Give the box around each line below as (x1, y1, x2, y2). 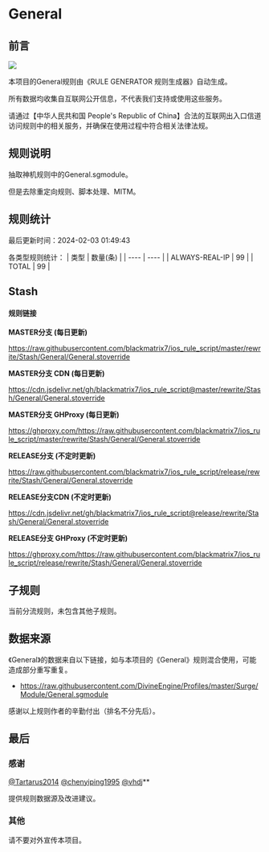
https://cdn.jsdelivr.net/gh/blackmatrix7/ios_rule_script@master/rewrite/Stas (8, 385, 261, 395)
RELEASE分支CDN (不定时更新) (8, 492, 112, 502)
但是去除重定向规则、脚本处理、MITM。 (8, 186, 141, 196)
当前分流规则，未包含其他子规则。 (8, 606, 121, 616)
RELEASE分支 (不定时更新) (8, 451, 96, 461)
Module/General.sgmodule (19, 689, 108, 699)
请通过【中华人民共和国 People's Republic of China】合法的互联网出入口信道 (8, 111, 262, 121)
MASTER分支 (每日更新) (8, 327, 88, 338)
